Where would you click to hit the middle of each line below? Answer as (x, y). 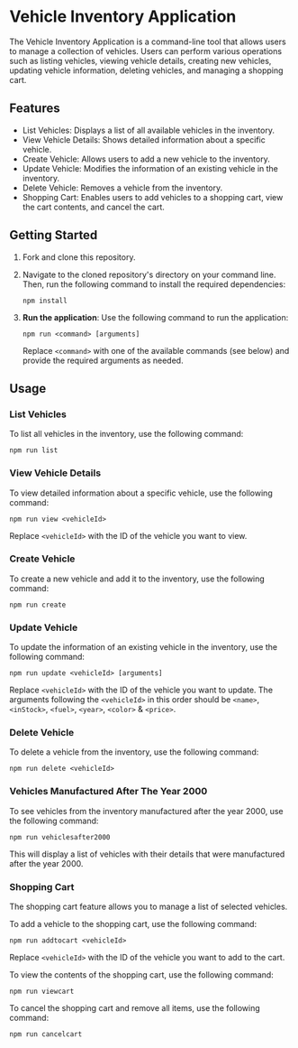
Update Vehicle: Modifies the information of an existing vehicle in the (150, 168)
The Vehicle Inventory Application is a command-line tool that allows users (148, 42)
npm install (45, 301)
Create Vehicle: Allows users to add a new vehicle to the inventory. (146, 159)
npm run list (34, 450)
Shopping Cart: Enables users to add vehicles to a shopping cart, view (153, 197)
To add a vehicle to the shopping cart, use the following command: (133, 924)
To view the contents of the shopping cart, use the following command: (142, 975)
